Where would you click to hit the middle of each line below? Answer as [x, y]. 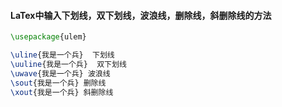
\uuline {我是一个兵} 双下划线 [68, 64]
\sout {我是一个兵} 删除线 [58, 83]
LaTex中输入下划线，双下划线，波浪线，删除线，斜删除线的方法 [141, 15]
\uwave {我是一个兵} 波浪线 [60, 73]
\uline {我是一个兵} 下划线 [62, 55]
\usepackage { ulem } [48, 37]
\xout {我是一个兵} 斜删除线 [62, 92]
